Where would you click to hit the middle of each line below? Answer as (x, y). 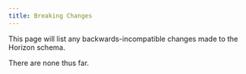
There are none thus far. (49, 63)
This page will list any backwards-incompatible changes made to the (123, 39)
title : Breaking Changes (50, 16)
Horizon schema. (37, 47)
